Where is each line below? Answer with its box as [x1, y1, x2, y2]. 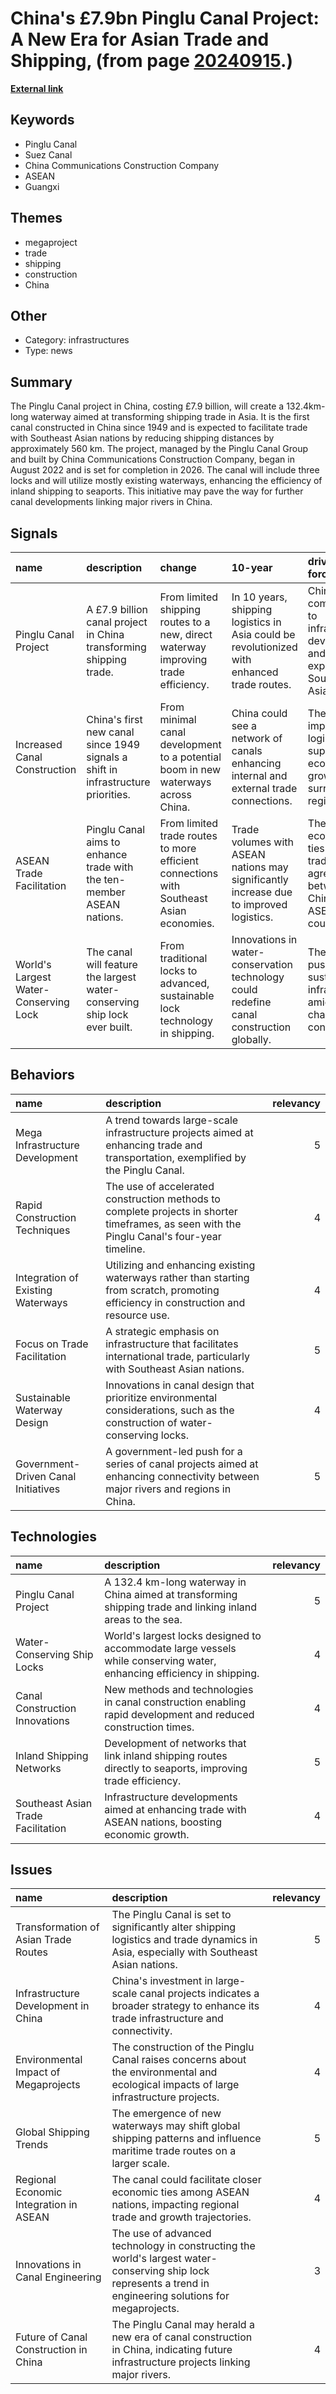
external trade [231, 782, 298, 795]
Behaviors [10, 1067, 75, 1084]
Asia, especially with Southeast [111, 1945, 258, 1959]
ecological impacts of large [111, 2078, 240, 2092]
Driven [15, 1469, 47, 1483]
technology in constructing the [111, 2239, 256, 2253]
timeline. [105, 1242, 146, 1256]
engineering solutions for [111, 2289, 230, 2303]
